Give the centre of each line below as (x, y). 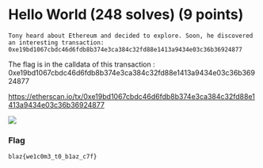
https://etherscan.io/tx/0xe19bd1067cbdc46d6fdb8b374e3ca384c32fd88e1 (132, 96)
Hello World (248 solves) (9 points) (126, 15)
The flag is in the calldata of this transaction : (82, 64)
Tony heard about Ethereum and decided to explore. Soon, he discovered (131, 36)
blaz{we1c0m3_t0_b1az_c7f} (53, 157)
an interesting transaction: (56, 42)
